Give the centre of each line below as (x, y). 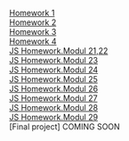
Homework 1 (32, 13)
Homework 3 (33, 32)
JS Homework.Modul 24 (54, 70)
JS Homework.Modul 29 (54, 117)
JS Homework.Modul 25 (53, 79)
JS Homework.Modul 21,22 (59, 51)
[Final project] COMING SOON (64, 127)
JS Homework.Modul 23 (54, 60)
